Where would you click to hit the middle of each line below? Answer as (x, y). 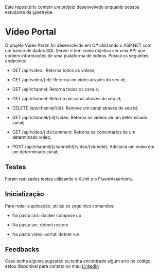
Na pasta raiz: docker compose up (47, 215)
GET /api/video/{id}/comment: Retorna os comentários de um (74, 132)
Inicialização (25, 194)
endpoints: (16, 61)
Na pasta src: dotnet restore (40, 225)
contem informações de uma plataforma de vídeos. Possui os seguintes (77, 55)
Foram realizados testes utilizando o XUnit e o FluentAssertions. (69, 179)
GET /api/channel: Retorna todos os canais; (56, 89)
